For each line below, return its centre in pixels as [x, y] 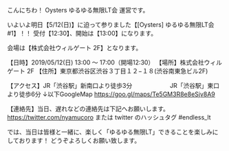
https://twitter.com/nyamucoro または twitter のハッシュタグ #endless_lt [109, 117]
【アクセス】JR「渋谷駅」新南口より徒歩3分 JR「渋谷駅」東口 [113, 85]
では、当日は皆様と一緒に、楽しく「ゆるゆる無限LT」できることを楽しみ [110, 132]
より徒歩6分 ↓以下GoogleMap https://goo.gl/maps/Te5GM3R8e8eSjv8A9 [111, 94]
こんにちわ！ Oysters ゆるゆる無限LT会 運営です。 [78, 10]
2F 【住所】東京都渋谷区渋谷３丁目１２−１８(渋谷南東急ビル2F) [117, 71]
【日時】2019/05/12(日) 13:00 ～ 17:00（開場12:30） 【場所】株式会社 [106, 62]
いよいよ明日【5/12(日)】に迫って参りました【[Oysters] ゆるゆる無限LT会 [111, 25]
